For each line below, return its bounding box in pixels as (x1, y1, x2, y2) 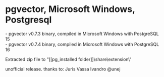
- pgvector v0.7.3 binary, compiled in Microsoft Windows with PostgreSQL (5, 30, 159, 36)
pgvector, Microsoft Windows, (5, 3, 135, 15)
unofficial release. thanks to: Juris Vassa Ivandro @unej (5, 66, 121, 72)
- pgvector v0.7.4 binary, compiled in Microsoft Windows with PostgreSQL (5, 41, 159, 47)
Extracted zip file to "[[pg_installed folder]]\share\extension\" (5, 56, 132, 62)
